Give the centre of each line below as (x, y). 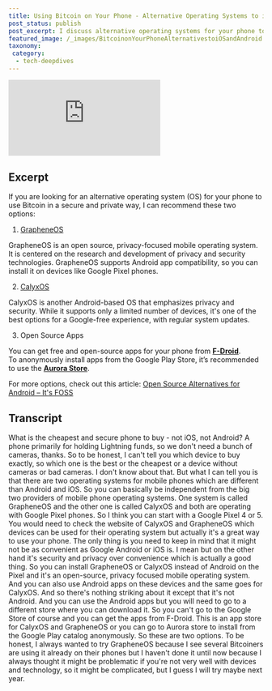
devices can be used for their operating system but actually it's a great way (134, 532)
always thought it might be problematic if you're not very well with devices (132, 662)
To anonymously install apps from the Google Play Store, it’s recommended (134, 360)
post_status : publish (45, 23)
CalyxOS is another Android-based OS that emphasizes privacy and (121, 303)
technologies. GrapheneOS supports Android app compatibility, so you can (133, 262)
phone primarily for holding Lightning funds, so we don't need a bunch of (131, 446)
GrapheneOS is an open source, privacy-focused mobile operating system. (133, 245)
